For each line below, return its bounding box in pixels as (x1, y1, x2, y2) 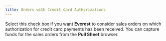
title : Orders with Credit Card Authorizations (5, 7, 106, 12)
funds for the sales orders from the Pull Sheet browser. (5, 31, 119, 37)
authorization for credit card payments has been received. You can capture (5, 26, 160, 32)
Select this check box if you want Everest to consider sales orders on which (5, 21, 162, 27)
